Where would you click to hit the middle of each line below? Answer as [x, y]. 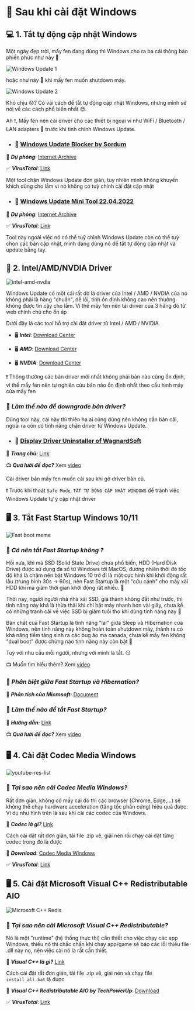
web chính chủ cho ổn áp [36, 312]
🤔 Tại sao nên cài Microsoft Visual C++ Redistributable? [87, 925]
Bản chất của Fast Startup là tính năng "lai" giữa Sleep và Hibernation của [95, 623]
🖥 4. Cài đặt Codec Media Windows [71, 756]
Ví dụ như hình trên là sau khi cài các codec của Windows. [76, 813]
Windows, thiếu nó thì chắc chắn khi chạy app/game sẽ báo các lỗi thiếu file [97, 944]
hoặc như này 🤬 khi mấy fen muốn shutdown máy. [66, 80]
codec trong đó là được [34, 841]
